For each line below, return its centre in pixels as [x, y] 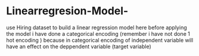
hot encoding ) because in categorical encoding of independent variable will [100, 40]
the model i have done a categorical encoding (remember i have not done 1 [98, 33]
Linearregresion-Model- [67, 11]
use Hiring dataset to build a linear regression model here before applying [97, 27]
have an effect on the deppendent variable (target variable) [79, 46]
